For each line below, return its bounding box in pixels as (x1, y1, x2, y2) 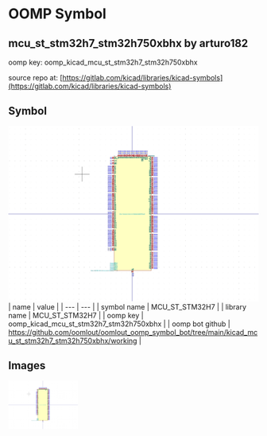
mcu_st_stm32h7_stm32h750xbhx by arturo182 (8, 37, 249, 50)
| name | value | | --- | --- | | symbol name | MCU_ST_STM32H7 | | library (8, 302, 247, 311)
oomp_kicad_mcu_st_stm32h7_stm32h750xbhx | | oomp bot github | (8, 319, 230, 329)
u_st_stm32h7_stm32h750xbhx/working (8, 336, 137, 345)
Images (8, 359, 46, 372)
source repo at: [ (8, 73, 63, 82)
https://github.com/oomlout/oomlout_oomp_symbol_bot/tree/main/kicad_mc (8, 327, 258, 337)
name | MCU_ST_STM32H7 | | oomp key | (8, 310, 145, 320)
